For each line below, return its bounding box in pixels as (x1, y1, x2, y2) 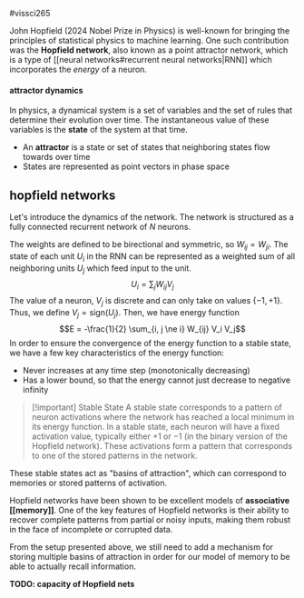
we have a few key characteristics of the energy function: (9, 347, 225, 358)
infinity (22, 384, 49, 394)
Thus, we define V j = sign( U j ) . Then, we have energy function (9, 307, 240, 320)
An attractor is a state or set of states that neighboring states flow (22, 142, 270, 153)
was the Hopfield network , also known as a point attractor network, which (9, 45, 289, 55)
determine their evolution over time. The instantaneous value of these (9, 115, 270, 125)
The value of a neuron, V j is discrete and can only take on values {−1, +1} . (9, 295, 283, 308)
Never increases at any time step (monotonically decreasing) (22, 364, 251, 375)
